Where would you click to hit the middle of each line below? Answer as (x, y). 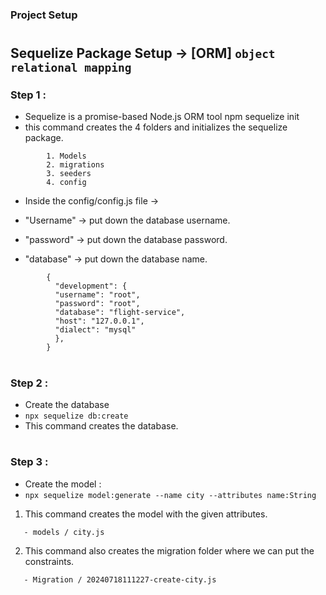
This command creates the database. (101, 425)
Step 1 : (28, 95)
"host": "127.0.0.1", (99, 321)
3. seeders (69, 174)
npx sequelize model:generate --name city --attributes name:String (170, 495)
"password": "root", (97, 304)
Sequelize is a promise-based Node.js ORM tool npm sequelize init (162, 117)
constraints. (49, 561)
